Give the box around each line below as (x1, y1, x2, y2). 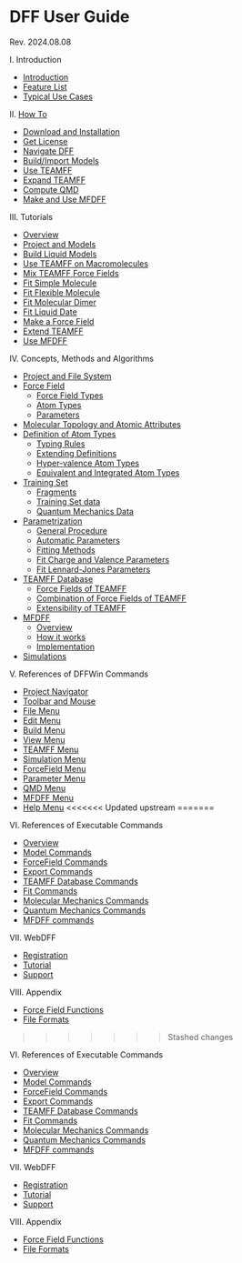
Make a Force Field (22, 316, 95, 326)
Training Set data (35, 496, 101, 506)
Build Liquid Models (22, 248, 97, 259)
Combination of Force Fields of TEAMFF (35, 593, 187, 604)
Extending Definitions (35, 447, 117, 458)
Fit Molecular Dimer (22, 296, 97, 307)
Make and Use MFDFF (22, 194, 106, 205)
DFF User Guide (9, 6, 130, 27)
